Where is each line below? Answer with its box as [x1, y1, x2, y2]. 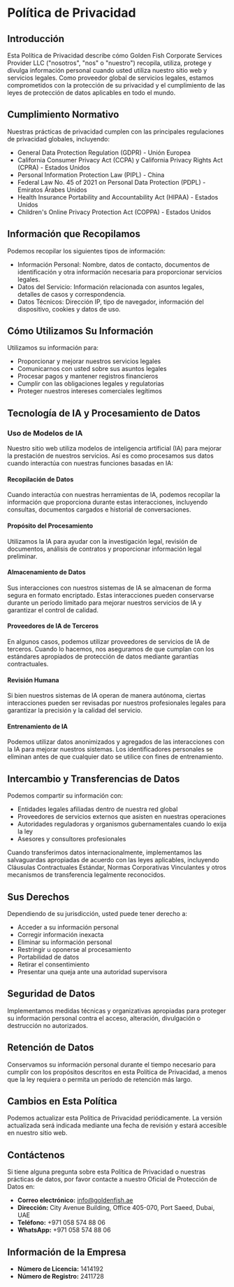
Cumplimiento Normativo [7, 108, 119, 120]
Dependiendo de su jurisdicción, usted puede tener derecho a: [7, 909, 187, 917]
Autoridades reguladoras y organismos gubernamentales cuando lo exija [17, 820, 227, 829]
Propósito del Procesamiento [7, 521, 93, 530]
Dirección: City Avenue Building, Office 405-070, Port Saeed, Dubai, [17, 1204, 215, 1212]
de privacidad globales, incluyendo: [7, 134, 110, 143]
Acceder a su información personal [17, 922, 119, 931]
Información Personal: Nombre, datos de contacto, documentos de [17, 260, 210, 269]
